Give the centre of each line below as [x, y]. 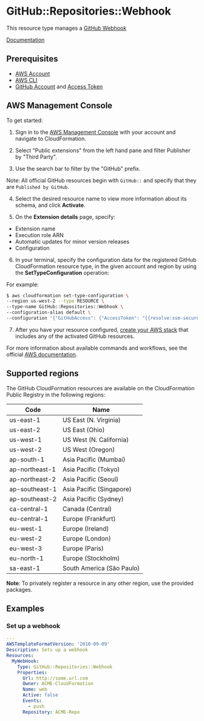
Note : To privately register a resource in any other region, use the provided [100, 583]
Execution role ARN [39, 235]
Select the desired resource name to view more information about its [101, 198]
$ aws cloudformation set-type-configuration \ [68, 295]
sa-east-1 [25, 568]
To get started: [25, 120]
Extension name [35, 229]
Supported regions [42, 374]
